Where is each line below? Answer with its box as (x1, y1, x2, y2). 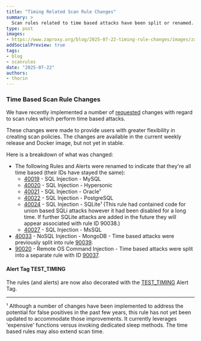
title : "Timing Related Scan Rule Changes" (6, 8, 117, 15)
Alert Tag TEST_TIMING (6, 266, 66, 273)
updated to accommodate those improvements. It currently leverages (6, 315, 177, 322)
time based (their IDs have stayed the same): (14, 169, 126, 176)
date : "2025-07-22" (6, 64, 55, 71)
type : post (6, 25, 33, 32)
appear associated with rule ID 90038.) (23, 220, 121, 227)
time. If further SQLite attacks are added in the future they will (23, 214, 176, 221)
